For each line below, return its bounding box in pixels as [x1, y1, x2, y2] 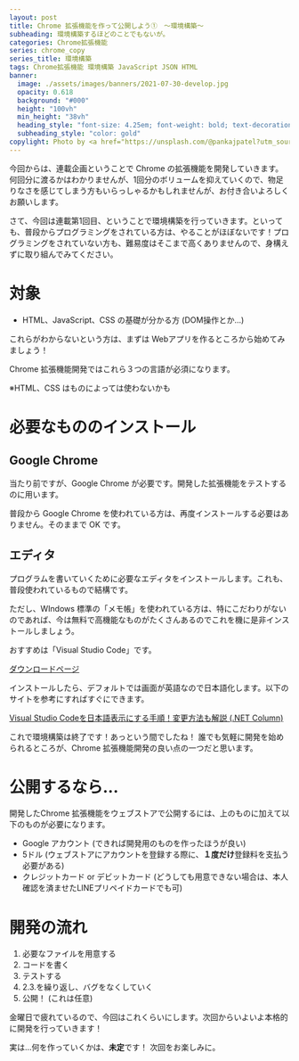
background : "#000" [17, 95, 90, 105]
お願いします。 [9, 196, 64, 207]
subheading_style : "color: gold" [17, 129, 141, 138]
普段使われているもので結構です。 [9, 584, 133, 595]
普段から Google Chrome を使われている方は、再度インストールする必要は [9, 507, 282, 518]
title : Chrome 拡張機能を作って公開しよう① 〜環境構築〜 [9, 21, 205, 30]
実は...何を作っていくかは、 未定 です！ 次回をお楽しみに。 [9, 1042, 221, 1053]
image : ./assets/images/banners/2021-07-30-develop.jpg [17, 79, 229, 88]
